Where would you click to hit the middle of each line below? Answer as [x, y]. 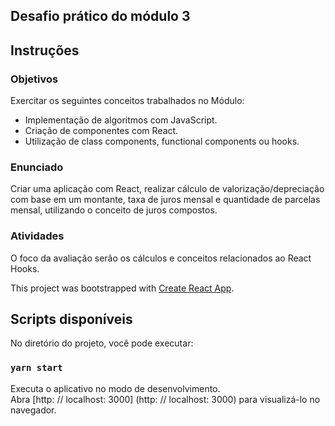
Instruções [45, 50]
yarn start [36, 368]
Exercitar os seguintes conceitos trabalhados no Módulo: [127, 101]
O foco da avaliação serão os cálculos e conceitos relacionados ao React [161, 258]
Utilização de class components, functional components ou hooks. [162, 141]
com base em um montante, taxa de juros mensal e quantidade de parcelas [165, 200]
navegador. [33, 410]
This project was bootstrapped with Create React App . [122, 288]
